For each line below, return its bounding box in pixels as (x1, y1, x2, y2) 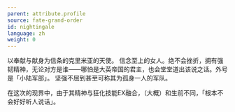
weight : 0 (7, 36, 36, 43)
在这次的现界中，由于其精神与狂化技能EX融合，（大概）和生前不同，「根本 (7, 89, 218, 97)
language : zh (7, 29, 45, 37)
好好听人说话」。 (13, 97, 59, 106)
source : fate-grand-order (7, 17, 83, 24)
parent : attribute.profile (7, 10, 86, 17)
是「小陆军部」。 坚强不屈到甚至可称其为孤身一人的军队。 (7, 74, 171, 83)
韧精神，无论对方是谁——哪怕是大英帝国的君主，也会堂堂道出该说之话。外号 (7, 65, 228, 73)
